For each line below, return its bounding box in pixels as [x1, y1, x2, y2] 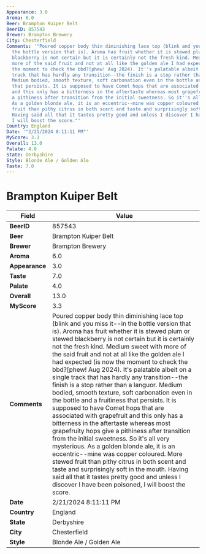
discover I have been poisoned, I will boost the [51, 480, 186, 489]
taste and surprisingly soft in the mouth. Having [51, 465, 189, 474]
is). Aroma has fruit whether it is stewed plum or [51, 327, 190, 336]
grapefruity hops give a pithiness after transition [51, 427, 191, 436]
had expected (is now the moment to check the [51, 358, 188, 366]
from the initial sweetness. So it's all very [51, 434, 170, 443]
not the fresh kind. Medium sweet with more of [51, 342, 187, 351]
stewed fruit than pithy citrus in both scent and [51, 458, 186, 466]
